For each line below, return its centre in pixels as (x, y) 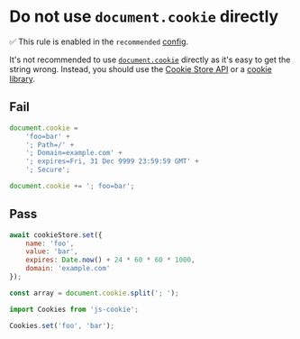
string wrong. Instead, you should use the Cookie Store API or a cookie (141, 69)
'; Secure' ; (48, 170)
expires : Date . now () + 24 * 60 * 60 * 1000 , (110, 260)
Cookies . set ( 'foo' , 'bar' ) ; (62, 325)
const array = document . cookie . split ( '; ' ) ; (94, 293)
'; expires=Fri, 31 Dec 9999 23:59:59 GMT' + (113, 161)
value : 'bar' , (52, 252)
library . (23, 78)
